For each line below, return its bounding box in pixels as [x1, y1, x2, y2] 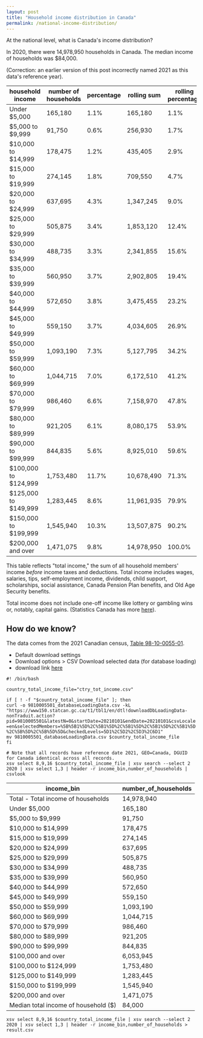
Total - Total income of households [9, 795, 109, 803]
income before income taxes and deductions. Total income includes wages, [6, 569, 195, 576]
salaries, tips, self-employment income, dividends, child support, [6, 575, 167, 583]
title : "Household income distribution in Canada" [6, 15, 137, 21]
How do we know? [6, 624, 77, 634]
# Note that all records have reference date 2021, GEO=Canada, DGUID [6, 750, 188, 756]
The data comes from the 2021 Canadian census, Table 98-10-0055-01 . [6, 639, 185, 647]
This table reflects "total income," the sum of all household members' [6, 562, 179, 569]
